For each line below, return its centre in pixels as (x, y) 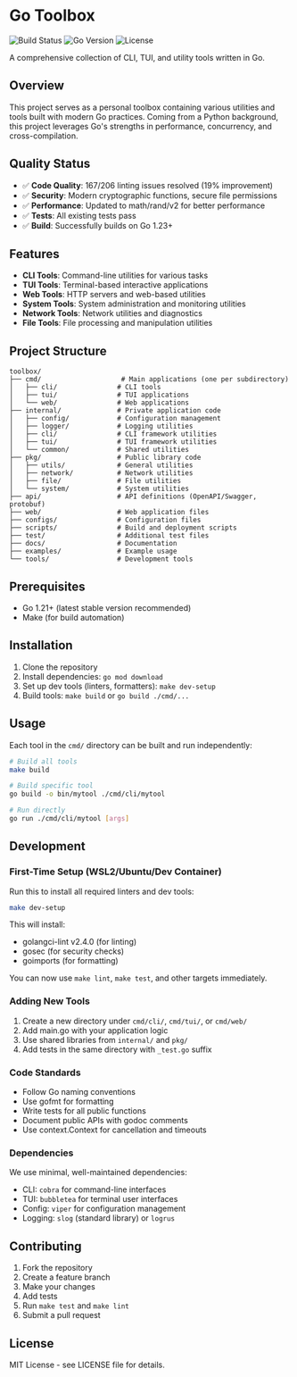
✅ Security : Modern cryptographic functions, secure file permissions (150, 195)
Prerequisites (47, 586)
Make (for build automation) (73, 618)
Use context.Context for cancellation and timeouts (114, 1130)
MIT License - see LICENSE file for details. (87, 1364)
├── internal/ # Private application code (115, 411)
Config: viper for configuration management (104, 1209)
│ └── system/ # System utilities (99, 489)
